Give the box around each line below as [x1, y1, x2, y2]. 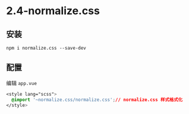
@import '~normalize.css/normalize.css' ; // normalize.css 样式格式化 [11, 96, 183, 103]
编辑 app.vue [6, 79, 37, 86]
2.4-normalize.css [6, 4, 100, 18]
